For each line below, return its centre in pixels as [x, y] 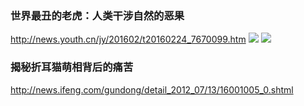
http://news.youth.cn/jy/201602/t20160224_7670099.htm [128, 39]
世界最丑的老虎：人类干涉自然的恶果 [97, 15]
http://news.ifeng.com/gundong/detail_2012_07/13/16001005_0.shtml [152, 89]
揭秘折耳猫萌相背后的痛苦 [72, 67]
